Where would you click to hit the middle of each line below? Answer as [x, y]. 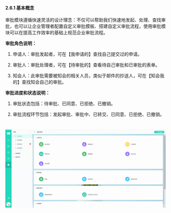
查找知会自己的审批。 [44, 82]
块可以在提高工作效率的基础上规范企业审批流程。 [56, 32]
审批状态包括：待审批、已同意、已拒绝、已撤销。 [64, 103]
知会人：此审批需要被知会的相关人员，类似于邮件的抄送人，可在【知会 [86, 76]
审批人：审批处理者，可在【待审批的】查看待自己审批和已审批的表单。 [86, 65]
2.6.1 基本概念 [20, 8]
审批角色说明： [21, 44]
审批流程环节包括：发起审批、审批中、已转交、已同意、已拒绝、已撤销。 [88, 115]
